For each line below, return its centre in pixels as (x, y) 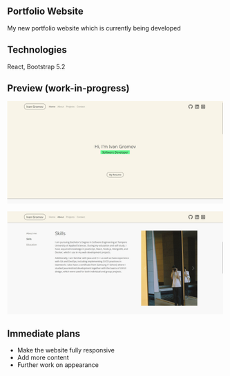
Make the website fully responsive (66, 350)
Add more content (43, 358)
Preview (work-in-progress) (68, 88)
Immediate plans (44, 333)
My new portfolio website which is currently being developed (94, 28)
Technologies (37, 50)
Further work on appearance (58, 365)
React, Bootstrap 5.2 (36, 66)
